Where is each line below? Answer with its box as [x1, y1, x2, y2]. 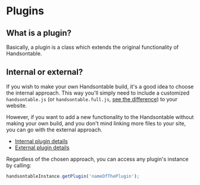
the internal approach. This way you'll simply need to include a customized [6, 89, 189, 96]
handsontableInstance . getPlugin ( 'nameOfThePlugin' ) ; [6, 173, 140, 179]
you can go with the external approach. [6, 126, 102, 133]
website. [6, 102, 27, 109]
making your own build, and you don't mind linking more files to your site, [6, 120, 186, 127]
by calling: [6, 162, 32, 169]
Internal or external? [6, 67, 83, 77]
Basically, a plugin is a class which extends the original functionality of [6, 43, 179, 51]
